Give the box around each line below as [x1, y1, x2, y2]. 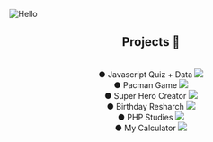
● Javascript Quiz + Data [98, 68, 193, 80]
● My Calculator [114, 122, 177, 133]
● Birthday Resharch [106, 101, 184, 111]
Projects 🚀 [121, 34, 181, 49]
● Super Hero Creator [104, 90, 187, 101]
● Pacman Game [113, 79, 178, 90]
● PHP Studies [117, 111, 173, 122]
